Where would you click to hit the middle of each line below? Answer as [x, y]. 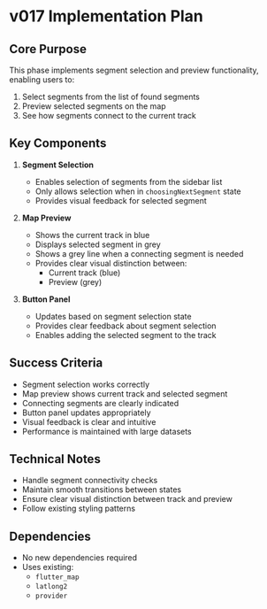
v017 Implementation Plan [106, 16]
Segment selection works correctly [86, 384]
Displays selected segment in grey [98, 244]
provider [51, 596]
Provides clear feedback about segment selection [126, 326]
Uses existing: [48, 567]
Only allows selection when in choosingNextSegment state [138, 191]
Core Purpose [48, 49]
